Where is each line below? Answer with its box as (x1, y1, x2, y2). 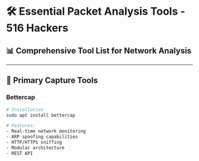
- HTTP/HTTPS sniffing (6, 140, 62, 146)
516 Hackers (6, 21, 69, 35)
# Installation (6, 107, 44, 112)
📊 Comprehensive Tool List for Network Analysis (6, 46, 192, 56)
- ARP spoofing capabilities (6, 134, 78, 140)
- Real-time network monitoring (6, 128, 86, 134)
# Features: (6, 123, 36, 129)
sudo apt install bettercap (6, 112, 76, 118)
